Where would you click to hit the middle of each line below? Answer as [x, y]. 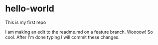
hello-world [30, 9]
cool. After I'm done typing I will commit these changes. [62, 37]
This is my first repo [26, 22]
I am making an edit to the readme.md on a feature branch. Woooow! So [79, 32]
